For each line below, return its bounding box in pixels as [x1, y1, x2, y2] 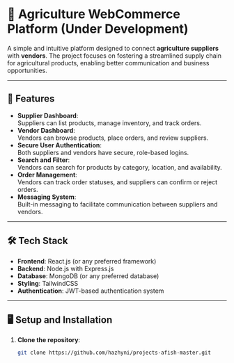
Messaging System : [17, 193, 77, 201]
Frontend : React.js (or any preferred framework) [17, 257, 157, 265]
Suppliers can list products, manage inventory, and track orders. [17, 118, 202, 127]
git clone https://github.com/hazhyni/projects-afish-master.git [17, 349, 211, 357]
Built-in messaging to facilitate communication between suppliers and [17, 200, 218, 208]
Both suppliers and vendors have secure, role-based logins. [17, 148, 189, 156]
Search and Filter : [17, 156, 70, 164]
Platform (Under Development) [7, 21, 189, 37]
